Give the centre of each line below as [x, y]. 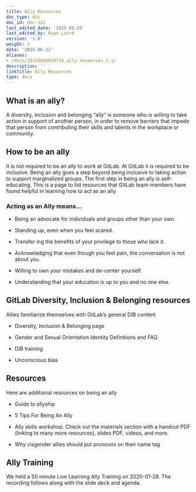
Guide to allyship [35, 404]
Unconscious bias [36, 360]
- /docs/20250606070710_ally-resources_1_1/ [61, 60]
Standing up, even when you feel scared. [64, 230]
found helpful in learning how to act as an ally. [61, 191]
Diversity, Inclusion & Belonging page [59, 325]
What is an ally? [36, 101]
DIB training [29, 348]
